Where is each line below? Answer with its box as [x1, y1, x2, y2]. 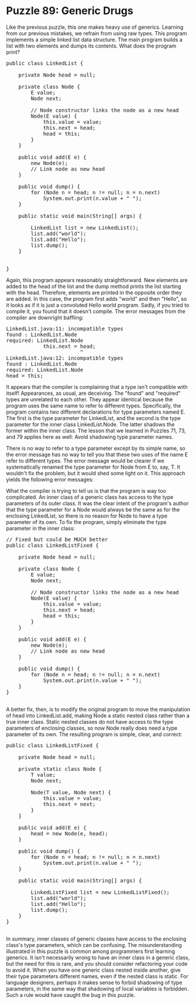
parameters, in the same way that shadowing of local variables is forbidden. [6, 985, 189, 992]
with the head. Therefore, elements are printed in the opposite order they [6, 289, 183, 296]
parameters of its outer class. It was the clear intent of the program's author [6, 499, 189, 506]
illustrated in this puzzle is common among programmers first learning [6, 948, 176, 955]
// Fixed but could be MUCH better [6, 536, 108, 543]
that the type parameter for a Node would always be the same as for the [6, 506, 180, 513]
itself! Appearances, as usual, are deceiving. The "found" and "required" [6, 389, 181, 397]
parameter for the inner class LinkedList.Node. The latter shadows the [6, 421, 175, 428]
